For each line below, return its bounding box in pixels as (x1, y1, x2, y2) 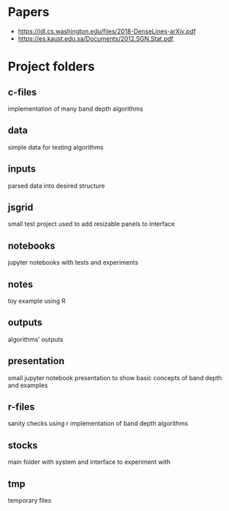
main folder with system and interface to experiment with (8, 458, 171, 466)
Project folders (8, 59, 95, 75)
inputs (8, 163, 37, 175)
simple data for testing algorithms (8, 143, 104, 151)
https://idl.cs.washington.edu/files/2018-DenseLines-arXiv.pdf (17, 27, 196, 35)
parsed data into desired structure (8, 181, 106, 190)
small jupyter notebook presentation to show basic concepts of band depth (8, 373, 222, 382)
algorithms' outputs (8, 335, 64, 343)
